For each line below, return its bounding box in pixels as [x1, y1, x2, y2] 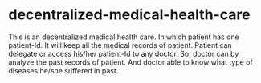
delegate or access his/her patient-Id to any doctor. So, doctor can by [8, 49, 239, 58]
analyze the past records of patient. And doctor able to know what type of [8, 57, 253, 67]
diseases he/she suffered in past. [8, 65, 119, 75]
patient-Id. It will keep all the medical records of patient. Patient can [8, 40, 233, 49]
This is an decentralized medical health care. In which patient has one [8, 32, 239, 41]
